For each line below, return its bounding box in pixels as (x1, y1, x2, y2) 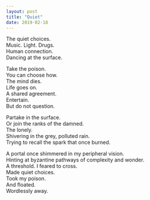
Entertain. (6, 96, 29, 104)
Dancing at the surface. (6, 54, 62, 61)
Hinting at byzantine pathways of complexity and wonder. (6, 156, 145, 164)
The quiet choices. (6, 36, 51, 43)
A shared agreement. (6, 90, 57, 97)
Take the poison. (6, 65, 46, 73)
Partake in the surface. (6, 114, 61, 121)
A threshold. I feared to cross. (6, 163, 78, 170)
